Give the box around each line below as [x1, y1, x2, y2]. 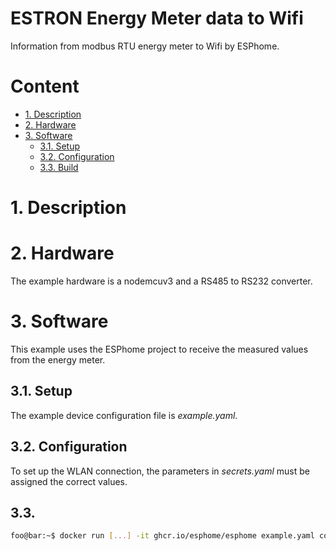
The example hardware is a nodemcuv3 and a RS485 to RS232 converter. [10, 275, 313, 287]
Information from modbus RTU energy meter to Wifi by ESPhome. [10, 40, 280, 52]
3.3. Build [39, 161, 79, 173]
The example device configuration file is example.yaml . [10, 409, 238, 421]
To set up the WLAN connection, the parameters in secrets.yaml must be [10, 465, 310, 477]
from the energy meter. [10, 353, 106, 366]
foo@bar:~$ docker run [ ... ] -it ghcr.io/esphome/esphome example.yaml [10, 531, 315, 541]
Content [10, 75, 80, 98]
